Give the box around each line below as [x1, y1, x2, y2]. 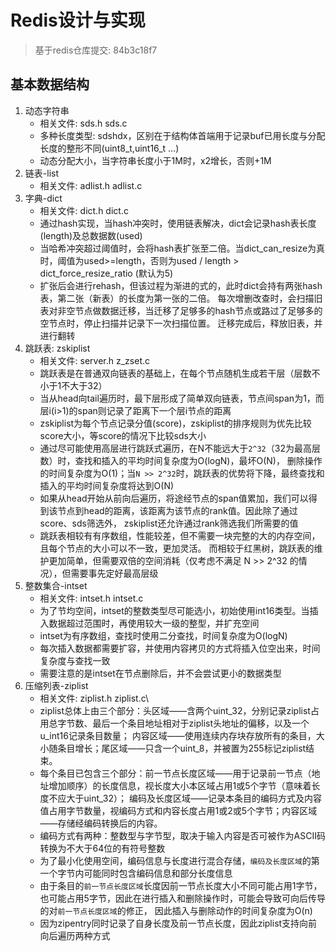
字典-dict [24, 192, 63, 204]
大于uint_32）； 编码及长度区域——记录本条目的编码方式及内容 [66, 792, 322, 804]
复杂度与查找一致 [39, 654, 111, 666]
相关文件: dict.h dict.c [39, 204, 129, 216]
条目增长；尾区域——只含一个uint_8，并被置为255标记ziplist [57, 742, 307, 754]
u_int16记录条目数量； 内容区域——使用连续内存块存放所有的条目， [39, 729, 317, 741]
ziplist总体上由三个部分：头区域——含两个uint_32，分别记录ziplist [39, 704, 311, 716]
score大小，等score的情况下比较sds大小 [39, 429, 207, 441]
